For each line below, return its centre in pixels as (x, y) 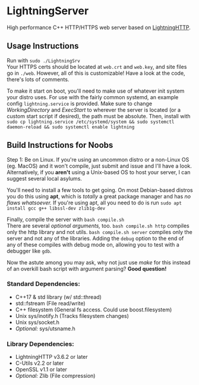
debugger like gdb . (29, 251)
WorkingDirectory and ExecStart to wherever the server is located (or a (94, 110)
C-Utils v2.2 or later (40, 363)
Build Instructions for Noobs (60, 145)
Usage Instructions (43, 46)
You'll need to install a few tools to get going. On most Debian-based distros (100, 190)
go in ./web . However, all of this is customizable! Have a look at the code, (96, 73)
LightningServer (48, 11)
